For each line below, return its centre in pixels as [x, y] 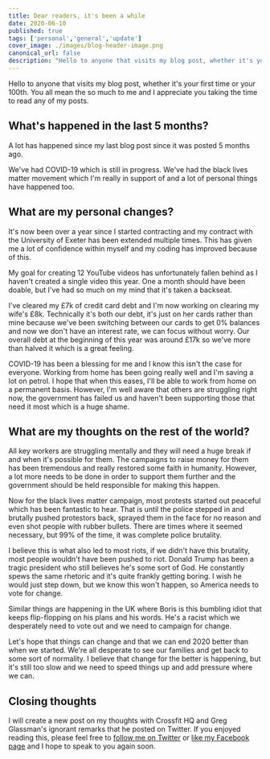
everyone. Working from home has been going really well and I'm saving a [131, 372]
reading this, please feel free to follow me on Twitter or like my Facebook [129, 738]
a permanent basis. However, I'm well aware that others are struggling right [133, 389]
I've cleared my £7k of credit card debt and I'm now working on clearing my [134, 305]
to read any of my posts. [49, 101]
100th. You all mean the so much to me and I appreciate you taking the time [133, 92]
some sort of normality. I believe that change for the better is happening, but [135, 659]
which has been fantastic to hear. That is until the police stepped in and [127, 509]
